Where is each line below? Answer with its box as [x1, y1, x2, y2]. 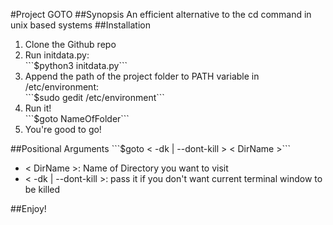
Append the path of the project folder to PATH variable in [24, 70, 260, 82]
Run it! [24, 102, 52, 114]
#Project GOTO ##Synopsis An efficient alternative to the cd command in [10, 9, 312, 20]
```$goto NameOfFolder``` [24, 113, 130, 124]
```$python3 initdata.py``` [24, 60, 128, 71]
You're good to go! [24, 124, 102, 135]
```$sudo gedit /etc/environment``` [24, 92, 165, 103]
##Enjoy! [10, 203, 47, 214]
